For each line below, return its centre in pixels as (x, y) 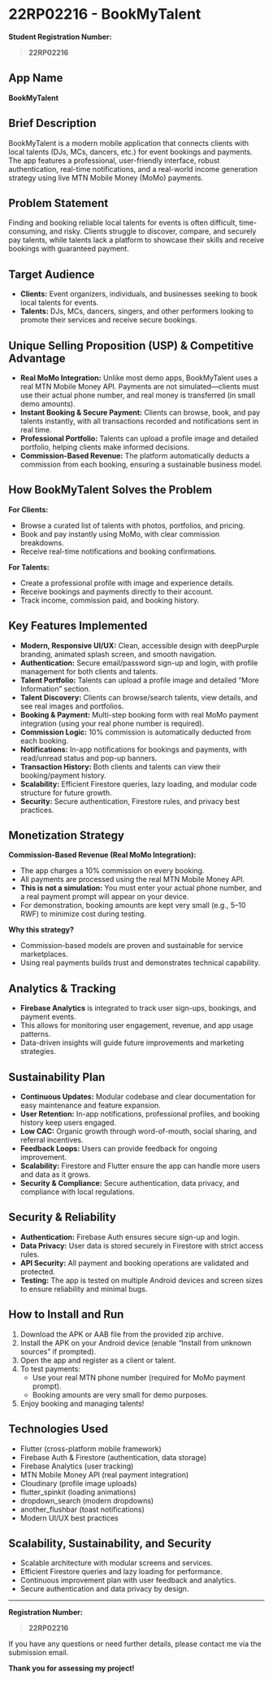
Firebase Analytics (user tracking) (77, 1466)
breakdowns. (42, 542)
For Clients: (28, 509)
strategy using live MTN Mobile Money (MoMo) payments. (106, 178)
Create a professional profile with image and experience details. (127, 582)
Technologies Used (58, 1429)
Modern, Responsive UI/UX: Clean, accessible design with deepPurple (139, 645)
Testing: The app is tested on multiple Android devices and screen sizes (141, 1280)
